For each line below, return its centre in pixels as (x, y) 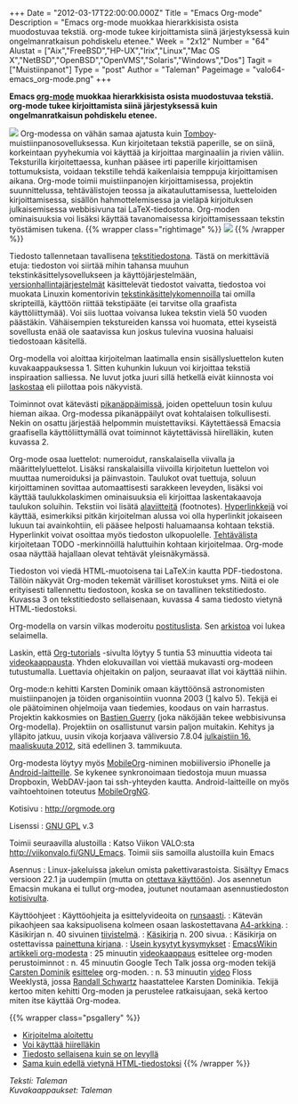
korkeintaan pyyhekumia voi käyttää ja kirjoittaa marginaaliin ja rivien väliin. (147, 152)
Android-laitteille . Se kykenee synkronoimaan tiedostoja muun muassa (138, 772)
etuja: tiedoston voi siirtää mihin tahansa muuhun (99, 265)
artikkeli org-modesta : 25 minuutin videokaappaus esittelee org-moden (141, 953)
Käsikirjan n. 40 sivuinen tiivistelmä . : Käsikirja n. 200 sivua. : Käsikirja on (143, 934)
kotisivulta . (29, 898)
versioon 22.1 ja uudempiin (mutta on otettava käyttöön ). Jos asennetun (140, 879)
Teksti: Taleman (39, 1080)
